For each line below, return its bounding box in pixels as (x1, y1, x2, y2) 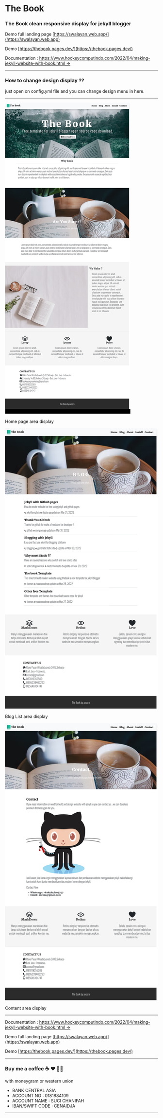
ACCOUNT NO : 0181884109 (12, 1093, 69, 1099)
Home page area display (5, 419, 54, 424)
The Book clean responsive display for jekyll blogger (5, 20, 131, 27)
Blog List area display (5, 714, 48, 719)
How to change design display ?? (5, 77, 84, 84)
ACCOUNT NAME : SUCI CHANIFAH (12, 1098, 84, 1104)
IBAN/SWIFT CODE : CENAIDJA (12, 1103, 76, 1109)
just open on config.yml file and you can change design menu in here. (5, 88, 145, 94)
